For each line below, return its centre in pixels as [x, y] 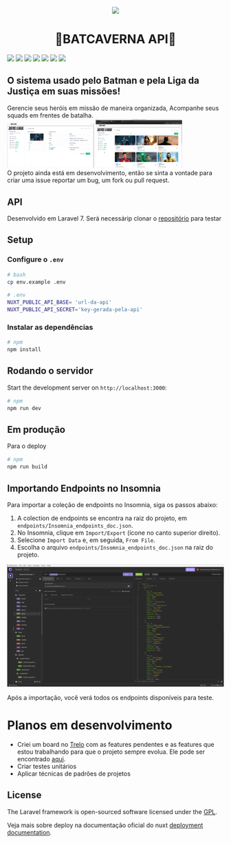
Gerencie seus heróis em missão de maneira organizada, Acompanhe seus [113, 108]
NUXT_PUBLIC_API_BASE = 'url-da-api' [59, 302]
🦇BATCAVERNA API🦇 [115, 40]
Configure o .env [35, 260]
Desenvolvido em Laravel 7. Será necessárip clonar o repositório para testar [114, 218]
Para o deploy [27, 446]
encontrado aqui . [41, 758]
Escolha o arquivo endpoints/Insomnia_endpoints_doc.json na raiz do [115, 547]
